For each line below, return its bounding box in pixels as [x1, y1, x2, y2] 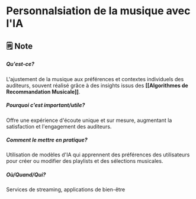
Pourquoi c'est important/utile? [6, 102, 85, 109]
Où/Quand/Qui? [6, 171, 46, 178]
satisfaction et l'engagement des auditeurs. [6, 123, 112, 130]
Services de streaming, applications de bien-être [6, 186, 126, 193]
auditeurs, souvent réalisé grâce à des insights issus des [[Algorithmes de [6, 82, 188, 89]
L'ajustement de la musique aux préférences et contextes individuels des [6, 75, 184, 82]
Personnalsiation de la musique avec [6, 4, 191, 18]
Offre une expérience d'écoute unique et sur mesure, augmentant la [6, 117, 172, 124]
